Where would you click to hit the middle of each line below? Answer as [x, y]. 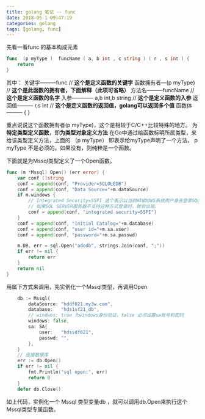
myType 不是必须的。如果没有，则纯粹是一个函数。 [71, 148]
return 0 [39, 377]
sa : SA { [38, 327]
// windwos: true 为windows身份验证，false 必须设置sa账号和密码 [106, 315]
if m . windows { [37, 195]
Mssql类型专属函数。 [33, 409]
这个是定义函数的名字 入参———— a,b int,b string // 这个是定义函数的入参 [99, 98]
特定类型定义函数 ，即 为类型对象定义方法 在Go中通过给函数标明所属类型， [99, 133]
